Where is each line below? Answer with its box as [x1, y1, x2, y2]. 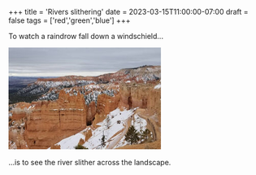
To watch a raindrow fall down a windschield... [8, 32, 164, 41]
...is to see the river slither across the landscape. [8, 158, 171, 167]
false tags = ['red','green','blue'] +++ [8, 15, 131, 25]
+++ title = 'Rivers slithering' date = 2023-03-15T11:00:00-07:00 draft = [8, 7, 249, 16]
